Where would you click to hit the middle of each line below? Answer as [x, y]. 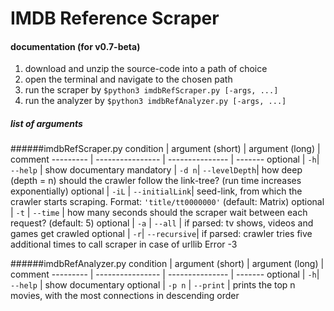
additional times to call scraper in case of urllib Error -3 [124, 244]
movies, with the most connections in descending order [125, 296]
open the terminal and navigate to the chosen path [128, 79]
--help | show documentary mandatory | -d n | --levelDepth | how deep [156, 170]
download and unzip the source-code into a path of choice [146, 69]
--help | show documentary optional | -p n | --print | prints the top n [153, 285]
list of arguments [46, 123]
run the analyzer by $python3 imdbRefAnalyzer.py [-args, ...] [155, 101]
